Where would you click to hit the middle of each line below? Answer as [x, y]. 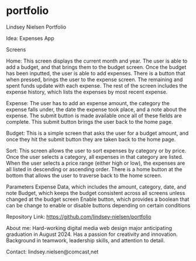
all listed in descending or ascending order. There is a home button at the [94, 169]
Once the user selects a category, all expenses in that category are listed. [95, 156]
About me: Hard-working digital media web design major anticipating [89, 228]
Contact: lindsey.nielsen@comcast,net [52, 252]
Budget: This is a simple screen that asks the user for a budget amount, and [97, 133]
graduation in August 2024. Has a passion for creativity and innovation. [92, 234]
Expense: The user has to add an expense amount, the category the [88, 103]
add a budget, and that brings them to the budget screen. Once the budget [96, 67]
